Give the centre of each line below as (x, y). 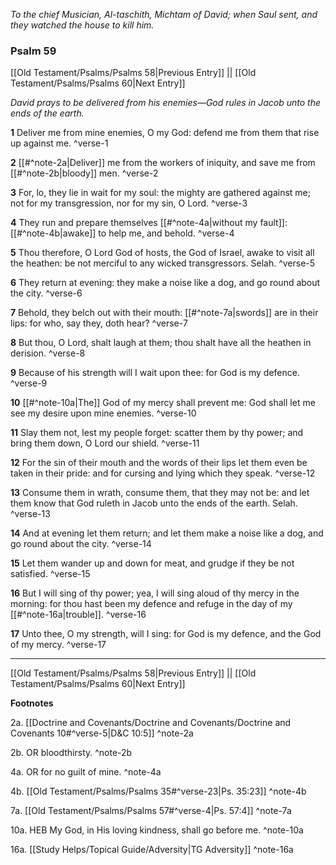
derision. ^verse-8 (48, 353)
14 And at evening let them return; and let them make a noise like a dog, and (167, 533)
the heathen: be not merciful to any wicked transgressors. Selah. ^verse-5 (163, 263)
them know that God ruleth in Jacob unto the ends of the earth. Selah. (154, 503)
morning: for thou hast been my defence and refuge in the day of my (151, 604)
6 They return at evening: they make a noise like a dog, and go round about (165, 283)
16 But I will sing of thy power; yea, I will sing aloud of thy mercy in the (155, 593)
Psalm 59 (33, 51)
